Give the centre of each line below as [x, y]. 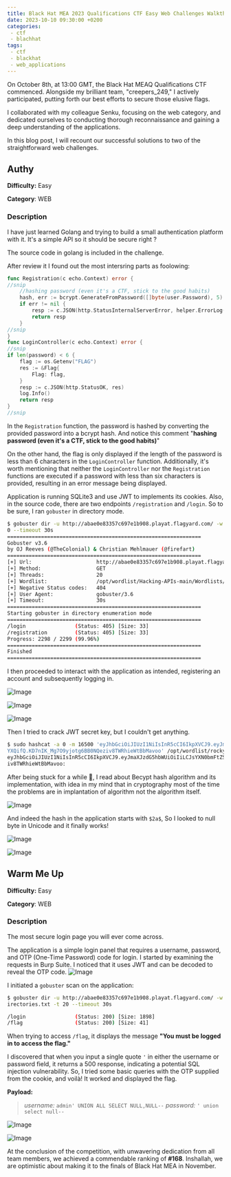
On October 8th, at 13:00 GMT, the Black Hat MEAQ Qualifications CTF [107, 84]
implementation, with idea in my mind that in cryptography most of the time [113, 784]
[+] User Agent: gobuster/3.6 [70, 594]
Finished [20, 652]
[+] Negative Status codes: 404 [57, 588]
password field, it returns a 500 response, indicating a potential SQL [104, 1064]
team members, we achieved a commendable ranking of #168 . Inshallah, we [115, 1159]
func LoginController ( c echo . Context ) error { [75, 342]
